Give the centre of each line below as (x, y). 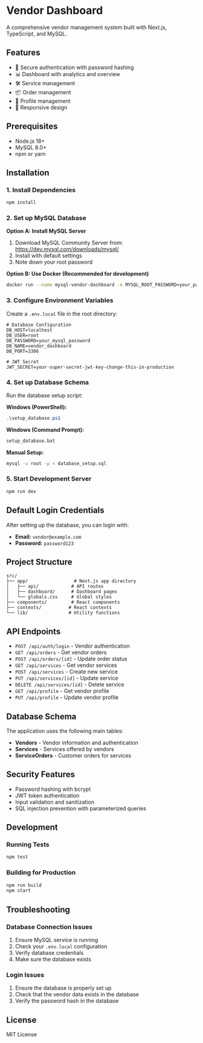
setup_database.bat (31, 441)
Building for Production (41, 872)
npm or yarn (30, 154)
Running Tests (28, 845)
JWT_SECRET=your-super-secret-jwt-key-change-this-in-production (90, 367)
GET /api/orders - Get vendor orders (61, 652)
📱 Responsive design (41, 107)
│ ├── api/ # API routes (55, 586)
